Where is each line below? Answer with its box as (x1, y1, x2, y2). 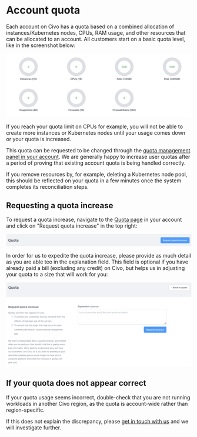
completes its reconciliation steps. (6, 184, 89, 191)
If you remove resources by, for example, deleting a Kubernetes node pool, (6, 171, 188, 178)
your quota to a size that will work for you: (6, 271, 108, 278)
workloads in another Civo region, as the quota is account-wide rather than (6, 400, 188, 407)
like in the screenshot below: (6, 42, 76, 49)
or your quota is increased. (6, 136, 72, 143)
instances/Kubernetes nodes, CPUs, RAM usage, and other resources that (6, 29, 186, 36)
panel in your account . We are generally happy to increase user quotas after (6, 154, 191, 161)
